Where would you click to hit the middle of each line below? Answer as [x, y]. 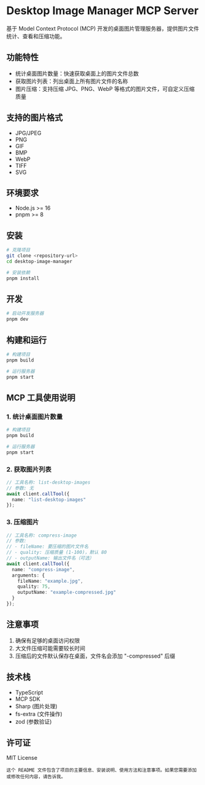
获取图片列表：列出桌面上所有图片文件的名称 [72, 81]
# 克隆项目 [18, 250]
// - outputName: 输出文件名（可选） [50, 558]
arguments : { [28, 575]
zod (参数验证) [33, 721]
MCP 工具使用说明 [41, 397]
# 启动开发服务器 [25, 314]
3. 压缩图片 [23, 522]
